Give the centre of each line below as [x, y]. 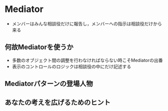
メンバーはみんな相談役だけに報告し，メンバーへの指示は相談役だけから [87, 23]
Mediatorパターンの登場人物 [49, 84]
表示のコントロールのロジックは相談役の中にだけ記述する [71, 66]
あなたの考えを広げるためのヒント [58, 102]
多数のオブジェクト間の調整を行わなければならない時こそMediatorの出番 [87, 60]
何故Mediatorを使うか [39, 47]
